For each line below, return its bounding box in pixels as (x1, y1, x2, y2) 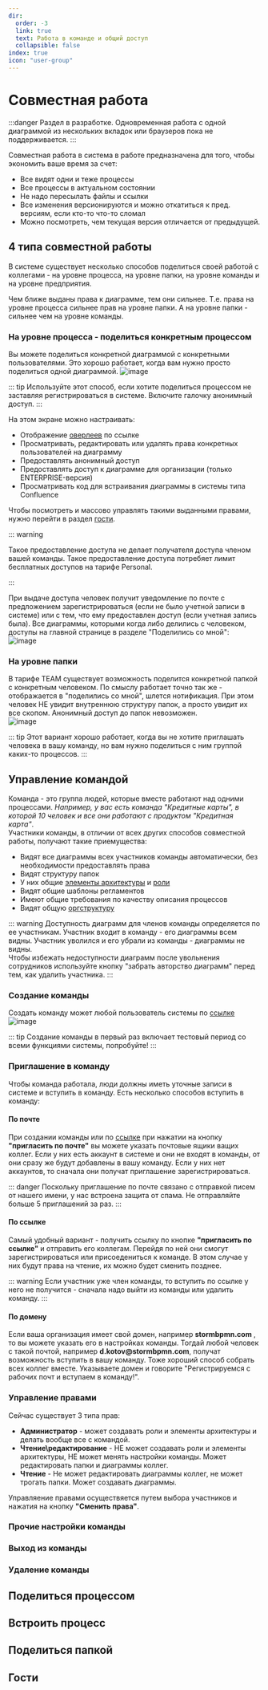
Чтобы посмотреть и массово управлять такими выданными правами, (8, 505, 251, 514)
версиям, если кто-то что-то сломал (19, 208, 146, 217)
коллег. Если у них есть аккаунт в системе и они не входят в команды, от (8, 1149, 261, 1159)
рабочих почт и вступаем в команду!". (8, 1372, 140, 1382)
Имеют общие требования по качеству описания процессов (19, 895, 228, 904)
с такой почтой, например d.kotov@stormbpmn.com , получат (8, 1347, 222, 1356)
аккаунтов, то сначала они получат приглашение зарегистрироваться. (8, 1166, 250, 1176)
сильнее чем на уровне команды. (8, 311, 124, 321)
